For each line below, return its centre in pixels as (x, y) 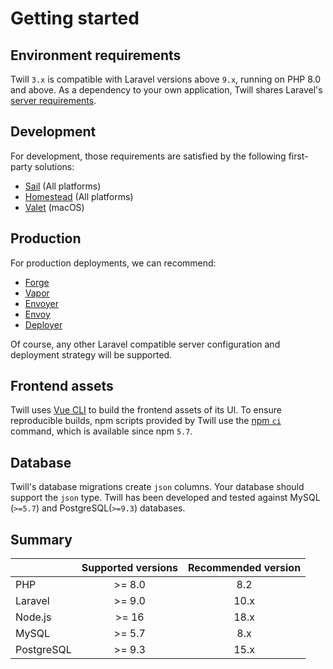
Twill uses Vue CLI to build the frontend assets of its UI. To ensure (146, 410)
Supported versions (129, 568)
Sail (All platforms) (63, 186)
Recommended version (244, 568)
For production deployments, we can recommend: (113, 263)
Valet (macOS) (54, 207)
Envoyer (42, 303)
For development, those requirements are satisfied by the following (148, 156)
